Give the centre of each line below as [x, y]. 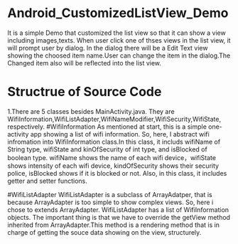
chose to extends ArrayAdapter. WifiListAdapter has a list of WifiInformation [118, 209]
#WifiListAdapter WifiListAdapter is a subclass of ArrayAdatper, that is [110, 194]
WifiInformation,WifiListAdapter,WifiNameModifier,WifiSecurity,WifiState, [114, 119]
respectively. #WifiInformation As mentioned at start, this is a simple [107, 127]
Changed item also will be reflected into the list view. [85, 63]
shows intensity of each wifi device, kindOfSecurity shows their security [113, 166]
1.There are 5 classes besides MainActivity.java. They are [91, 111]
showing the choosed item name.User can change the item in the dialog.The [119, 55]
